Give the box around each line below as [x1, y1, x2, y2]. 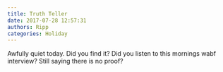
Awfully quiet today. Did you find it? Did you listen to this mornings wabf [7, 49, 217, 58]
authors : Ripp [7, 23, 49, 30]
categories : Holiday [7, 30, 68, 37]
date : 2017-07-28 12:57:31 [7, 17, 87, 24]
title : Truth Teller [7, 10, 68, 18]
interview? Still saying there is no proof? [7, 57, 123, 66]
